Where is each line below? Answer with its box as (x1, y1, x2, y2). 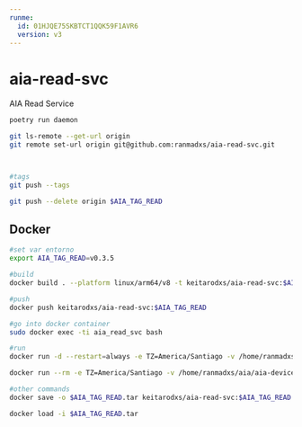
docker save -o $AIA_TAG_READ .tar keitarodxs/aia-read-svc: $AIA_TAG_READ (9, 393, 292, 402)
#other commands (9, 385, 70, 394)
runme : (9, 13, 34, 22)
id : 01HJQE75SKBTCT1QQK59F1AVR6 (17, 22, 139, 31)
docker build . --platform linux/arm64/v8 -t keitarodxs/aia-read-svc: (9, 279, 283, 288)
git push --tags (9, 181, 70, 190)
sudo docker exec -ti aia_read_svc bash (9, 327, 164, 337)
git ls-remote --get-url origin (9, 132, 130, 141)
